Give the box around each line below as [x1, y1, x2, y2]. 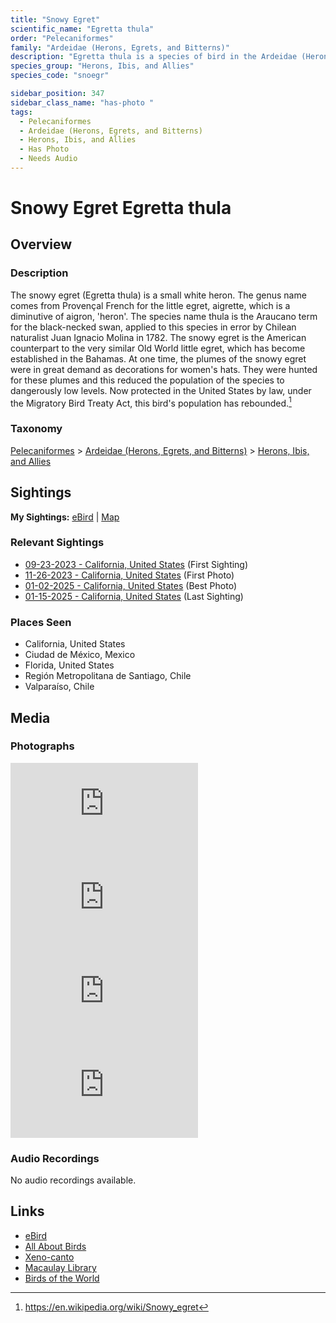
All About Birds [24, 1240, 87, 1252]
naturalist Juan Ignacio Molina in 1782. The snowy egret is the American [10, 331, 307, 343]
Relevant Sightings [10, 536, 105, 550]
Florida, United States [24, 659, 115, 671]
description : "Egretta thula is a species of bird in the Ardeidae [10, 52, 298, 62]
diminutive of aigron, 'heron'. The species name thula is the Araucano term [10, 310, 318, 322]
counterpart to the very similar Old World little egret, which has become [10, 342, 306, 354]
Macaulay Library [24, 1261, 97, 1273]
